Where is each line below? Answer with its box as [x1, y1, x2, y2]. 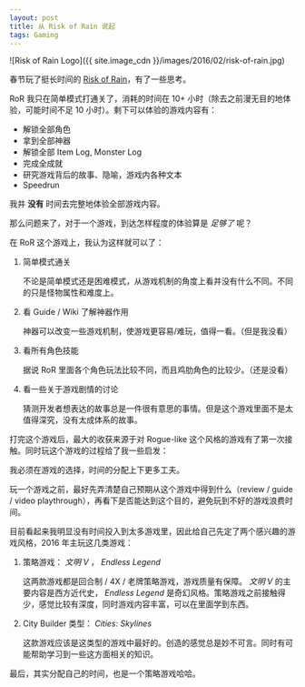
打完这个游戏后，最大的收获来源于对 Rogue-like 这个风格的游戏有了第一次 [9, 434, 285, 445]
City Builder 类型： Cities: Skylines [22, 618, 152, 629]
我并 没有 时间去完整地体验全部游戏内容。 [9, 198, 165, 209]
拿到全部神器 [22, 136, 71, 146]
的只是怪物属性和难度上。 [22, 288, 119, 298]
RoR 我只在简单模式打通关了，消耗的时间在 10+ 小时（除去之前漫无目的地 [9, 93, 283, 105]
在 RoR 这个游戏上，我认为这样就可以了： [9, 237, 165, 248]
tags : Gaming [9, 30, 59, 39]
